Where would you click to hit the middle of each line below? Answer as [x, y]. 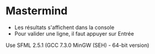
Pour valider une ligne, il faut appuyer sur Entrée [74, 33]
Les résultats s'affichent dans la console [64, 27]
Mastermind [37, 11]
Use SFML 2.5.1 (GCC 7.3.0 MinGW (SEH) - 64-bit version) [77, 45]
